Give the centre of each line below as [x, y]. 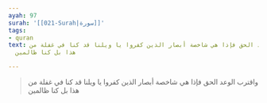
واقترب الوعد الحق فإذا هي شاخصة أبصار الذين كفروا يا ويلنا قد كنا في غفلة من [143, 82]
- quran [21, 38]
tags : [17, 30]
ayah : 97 [23, 15]
